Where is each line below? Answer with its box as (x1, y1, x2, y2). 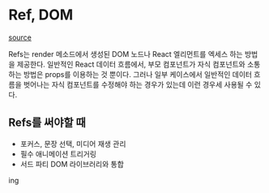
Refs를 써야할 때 (8, 116, 87, 130)
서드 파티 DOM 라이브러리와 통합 (19, 159, 124, 169)
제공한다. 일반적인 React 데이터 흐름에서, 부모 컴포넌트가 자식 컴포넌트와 (16, 59, 246, 69)
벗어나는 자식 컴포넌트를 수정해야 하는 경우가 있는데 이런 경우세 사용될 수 (23, 79, 253, 89)
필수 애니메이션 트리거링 (19, 148, 97, 159)
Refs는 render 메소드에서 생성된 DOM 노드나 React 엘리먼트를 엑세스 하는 (8, 49, 243, 58)
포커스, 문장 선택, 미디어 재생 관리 (19, 139, 126, 148)
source (8, 32, 32, 42)
